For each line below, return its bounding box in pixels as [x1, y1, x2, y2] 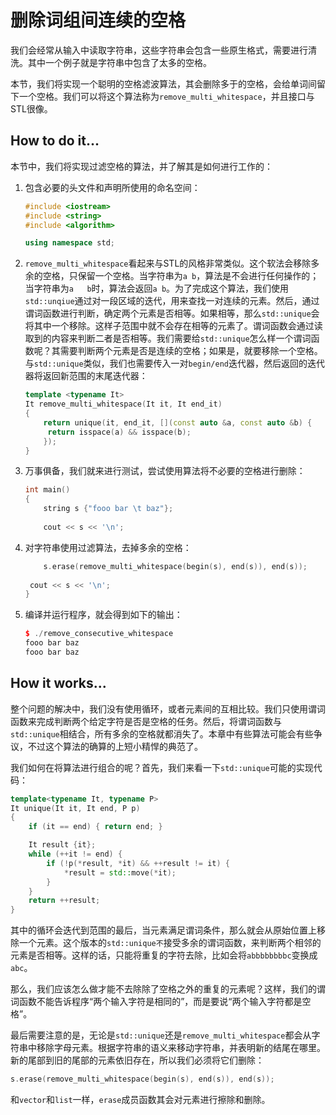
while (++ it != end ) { [28, 849, 123, 860]
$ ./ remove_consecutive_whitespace [24, 629, 174, 639]
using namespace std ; [24, 238, 116, 248]
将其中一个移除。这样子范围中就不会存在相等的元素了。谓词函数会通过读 [24, 320, 323, 332]
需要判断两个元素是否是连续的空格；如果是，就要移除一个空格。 [59, 345, 323, 357]
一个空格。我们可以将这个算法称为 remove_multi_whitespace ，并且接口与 [18, 90, 315, 102]
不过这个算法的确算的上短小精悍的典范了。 [27, 740, 203, 752]
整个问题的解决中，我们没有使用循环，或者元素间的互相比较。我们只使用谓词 [10, 702, 326, 715]
